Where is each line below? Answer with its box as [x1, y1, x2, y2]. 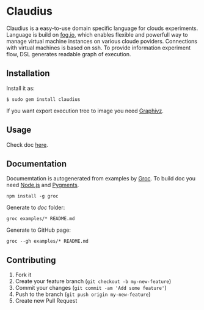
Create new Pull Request [15, 297, 78, 304]
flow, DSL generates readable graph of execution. [6, 50, 131, 57]
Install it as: [6, 84, 35, 92]
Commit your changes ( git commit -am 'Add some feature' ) [15, 284, 167, 292]
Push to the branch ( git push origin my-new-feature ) [15, 290, 151, 298]
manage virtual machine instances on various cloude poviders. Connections [6, 37, 197, 45]
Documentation [6, 158, 67, 169]
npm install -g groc [6, 193, 59, 199]
